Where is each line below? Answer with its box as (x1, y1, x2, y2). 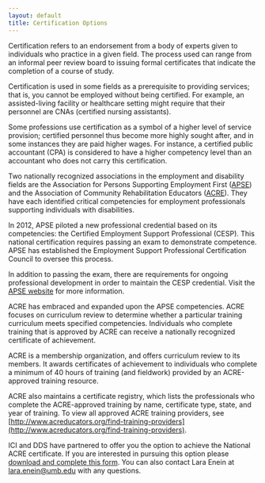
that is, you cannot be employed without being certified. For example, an (8, 90, 244, 99)
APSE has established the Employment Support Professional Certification (8, 245, 247, 255)
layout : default (8, 11, 62, 20)
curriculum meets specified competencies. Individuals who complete (8, 318, 233, 328)
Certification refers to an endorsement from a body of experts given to (8, 40, 238, 50)
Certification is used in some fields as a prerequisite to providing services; (8, 81, 250, 91)
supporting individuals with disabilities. (8, 205, 134, 214)
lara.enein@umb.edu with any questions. (8, 466, 142, 475)
